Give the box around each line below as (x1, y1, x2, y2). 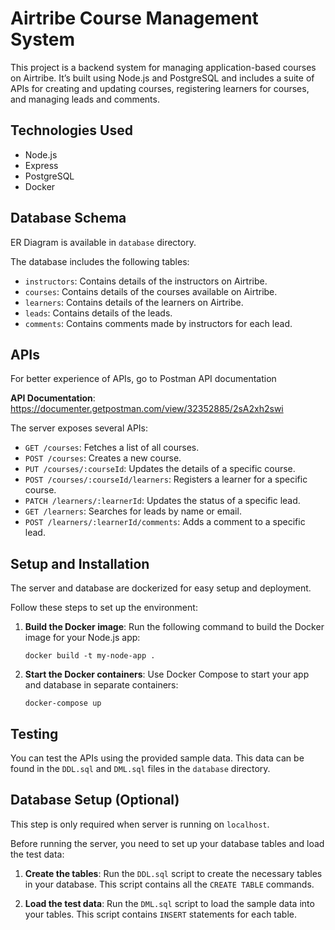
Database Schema (10, 210, 127, 227)
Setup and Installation (10, 555, 150, 572)
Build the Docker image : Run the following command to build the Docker (24, 621, 325, 633)
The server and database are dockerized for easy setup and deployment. (10, 582, 312, 594)
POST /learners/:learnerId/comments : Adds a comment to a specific (24, 516, 306, 528)
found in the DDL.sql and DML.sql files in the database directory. (10, 763, 271, 774)
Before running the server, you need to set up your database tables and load (10, 837, 325, 849)
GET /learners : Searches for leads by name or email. (24, 505, 242, 517)
